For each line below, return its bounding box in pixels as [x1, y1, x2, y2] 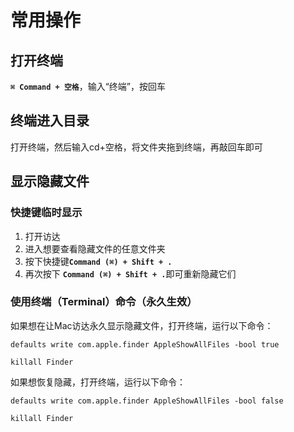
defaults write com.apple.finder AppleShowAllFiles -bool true [10, 339, 280, 350]
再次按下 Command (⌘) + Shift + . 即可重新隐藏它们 [24, 267, 237, 280]
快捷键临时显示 [10, 206, 83, 220]
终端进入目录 [10, 112, 90, 130]
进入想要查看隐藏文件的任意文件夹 [24, 242, 166, 255]
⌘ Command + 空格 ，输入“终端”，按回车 [10, 81, 167, 92]
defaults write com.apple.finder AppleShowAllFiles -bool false [10, 396, 284, 406]
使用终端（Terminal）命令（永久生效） [10, 295, 198, 309]
